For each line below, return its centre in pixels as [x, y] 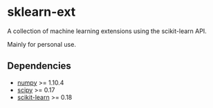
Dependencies [39, 66]
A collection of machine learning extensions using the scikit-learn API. [107, 31]
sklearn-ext [41, 12]
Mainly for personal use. [41, 44]
